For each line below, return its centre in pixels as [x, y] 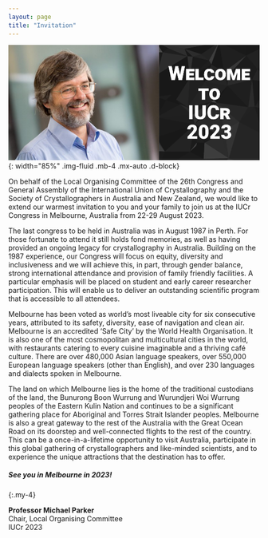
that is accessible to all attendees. [64, 299]
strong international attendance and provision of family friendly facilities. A [131, 273]
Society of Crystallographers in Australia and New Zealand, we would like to [133, 198]
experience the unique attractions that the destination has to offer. [117, 457]
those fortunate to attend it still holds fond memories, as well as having [124, 239]
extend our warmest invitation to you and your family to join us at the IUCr [130, 207]
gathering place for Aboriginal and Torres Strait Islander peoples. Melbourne [134, 414]
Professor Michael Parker [51, 510]
